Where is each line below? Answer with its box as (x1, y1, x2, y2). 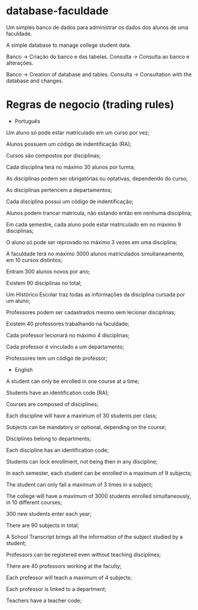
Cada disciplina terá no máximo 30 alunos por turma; (6, 163, 135, 170)
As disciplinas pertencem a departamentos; (6, 186, 112, 193)
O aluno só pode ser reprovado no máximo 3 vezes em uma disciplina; (6, 238, 178, 245)
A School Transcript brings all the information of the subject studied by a (6, 533, 183, 540)
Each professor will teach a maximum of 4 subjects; (6, 574, 132, 581)
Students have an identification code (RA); (6, 389, 109, 396)
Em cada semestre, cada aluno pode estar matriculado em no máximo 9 (6, 221, 181, 228)
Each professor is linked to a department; (6, 585, 107, 592)
